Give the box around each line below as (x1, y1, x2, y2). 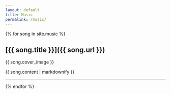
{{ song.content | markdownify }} (5, 69, 75, 75)
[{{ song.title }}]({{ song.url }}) (5, 45, 105, 54)
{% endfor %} (5, 83, 35, 89)
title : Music (5, 12, 33, 17)
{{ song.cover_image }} (5, 59, 54, 65)
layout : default (5, 7, 40, 13)
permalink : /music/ (5, 17, 47, 22)
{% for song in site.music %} (5, 31, 66, 37)
